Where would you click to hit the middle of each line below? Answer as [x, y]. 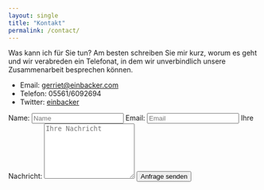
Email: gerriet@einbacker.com [69, 85]
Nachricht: [25, 176]
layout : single [33, 16]
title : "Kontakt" [37, 23]
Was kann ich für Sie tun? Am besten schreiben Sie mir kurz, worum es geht [132, 53]
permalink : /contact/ [44, 30]
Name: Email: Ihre [131, 118]
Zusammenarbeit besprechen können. [71, 70]
